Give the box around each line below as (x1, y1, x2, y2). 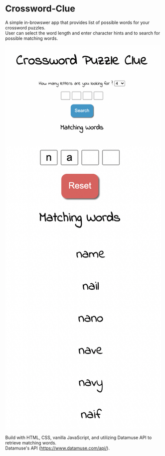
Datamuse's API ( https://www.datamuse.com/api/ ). (5, 445, 110, 451)
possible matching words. (5, 35, 58, 41)
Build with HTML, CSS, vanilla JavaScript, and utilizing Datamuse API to (5, 435, 152, 441)
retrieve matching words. (5, 440, 56, 446)
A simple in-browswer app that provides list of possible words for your (5, 19, 150, 25)
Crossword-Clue (5, 3, 76, 14)
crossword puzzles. (5, 24, 46, 30)
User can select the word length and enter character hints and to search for (5, 30, 161, 36)
